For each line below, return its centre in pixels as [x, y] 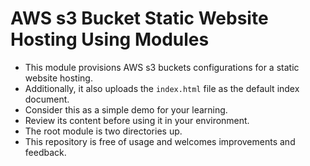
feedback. [45, 152]
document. [47, 99]
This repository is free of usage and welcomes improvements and [160, 141]
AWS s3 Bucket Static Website [139, 18]
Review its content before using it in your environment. [137, 120]
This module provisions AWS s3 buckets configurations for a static [162, 67]
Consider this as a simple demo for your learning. [126, 109]
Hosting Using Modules [110, 39]
